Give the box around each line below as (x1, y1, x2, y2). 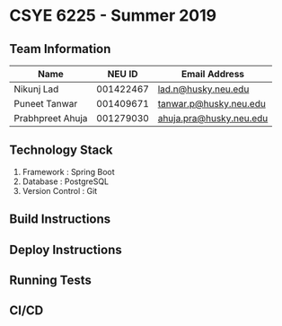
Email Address (181, 68, 245, 80)
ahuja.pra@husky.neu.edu (157, 112, 269, 124)
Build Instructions (9, 212, 111, 227)
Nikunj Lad (13, 83, 59, 95)
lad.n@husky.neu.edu (157, 83, 250, 95)
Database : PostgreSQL (22, 176, 110, 187)
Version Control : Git (22, 185, 98, 196)
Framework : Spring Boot (22, 166, 115, 177)
